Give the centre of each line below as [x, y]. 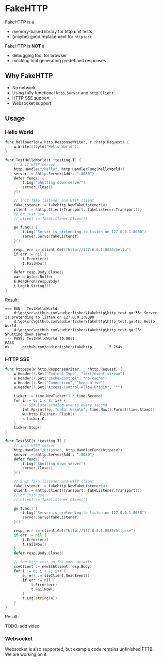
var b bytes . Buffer [33, 277]
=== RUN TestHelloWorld [31, 309]
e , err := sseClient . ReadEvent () [56, 575]
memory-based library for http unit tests [52, 31]
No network [24, 88]
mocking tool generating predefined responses [59, 60]
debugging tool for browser [39, 55]
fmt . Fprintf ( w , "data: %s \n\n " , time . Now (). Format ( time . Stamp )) [89, 410]
